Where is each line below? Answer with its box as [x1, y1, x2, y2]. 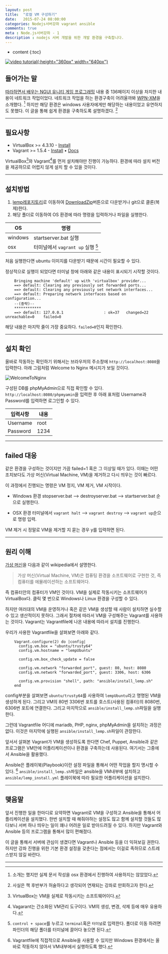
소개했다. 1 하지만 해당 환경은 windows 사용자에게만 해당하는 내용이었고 [5, 101, 145, 108]
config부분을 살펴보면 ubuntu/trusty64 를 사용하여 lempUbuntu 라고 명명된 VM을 [5, 692, 161, 698]
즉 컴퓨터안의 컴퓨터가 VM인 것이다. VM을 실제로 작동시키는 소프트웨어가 [5, 589, 147, 595]
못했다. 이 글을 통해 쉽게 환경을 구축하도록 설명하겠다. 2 [10, 107, 118, 114]
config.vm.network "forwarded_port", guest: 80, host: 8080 [18, 666, 146, 671]
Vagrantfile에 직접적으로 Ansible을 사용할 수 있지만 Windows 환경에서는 [12, 937, 155, 943]
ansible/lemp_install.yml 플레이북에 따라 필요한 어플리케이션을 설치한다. [5, 774, 151, 780]
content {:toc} [12, 49, 41, 55]
